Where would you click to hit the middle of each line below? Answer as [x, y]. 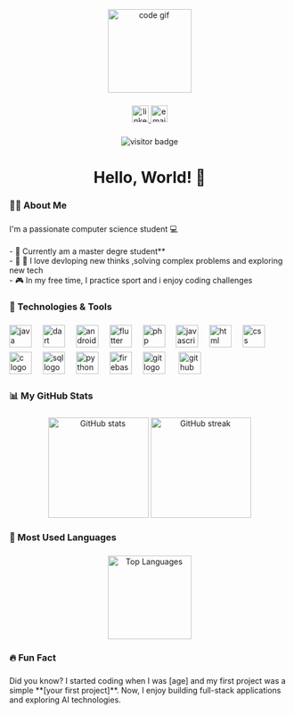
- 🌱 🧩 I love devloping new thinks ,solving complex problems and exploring [146, 260]
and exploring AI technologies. [65, 700]
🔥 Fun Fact [33, 658]
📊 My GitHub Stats [51, 396]
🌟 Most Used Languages [63, 538]
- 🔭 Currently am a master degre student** [88, 251]
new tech [26, 270]
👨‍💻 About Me [38, 205]
